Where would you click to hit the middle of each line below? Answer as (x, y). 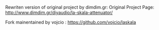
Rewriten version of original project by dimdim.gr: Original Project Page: (80, 7)
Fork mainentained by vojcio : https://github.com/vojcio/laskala (71, 22)
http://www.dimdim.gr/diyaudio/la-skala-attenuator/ (59, 12)
